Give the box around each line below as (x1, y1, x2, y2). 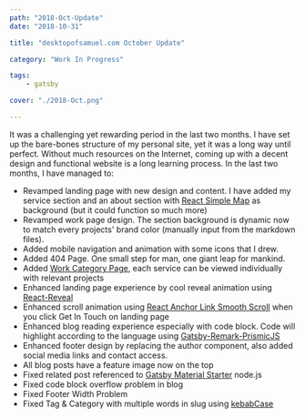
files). (22, 233, 45, 244)
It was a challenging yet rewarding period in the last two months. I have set (9, 128, 290, 139)
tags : (9, 71, 30, 80)
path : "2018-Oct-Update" (9, 13, 104, 23)
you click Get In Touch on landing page (22, 311, 170, 321)
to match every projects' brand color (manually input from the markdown (22, 224, 296, 235)
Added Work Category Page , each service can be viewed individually (22, 262, 283, 273)
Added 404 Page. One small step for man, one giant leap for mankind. (22, 252, 286, 264)
